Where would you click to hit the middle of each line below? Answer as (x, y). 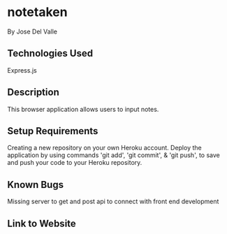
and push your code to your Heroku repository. (75, 163)
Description (33, 93)
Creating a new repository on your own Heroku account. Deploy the (104, 148)
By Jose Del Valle (32, 31)
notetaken (37, 12)
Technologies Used (50, 53)
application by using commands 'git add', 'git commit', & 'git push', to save (113, 155)
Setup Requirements (53, 131)
